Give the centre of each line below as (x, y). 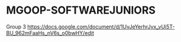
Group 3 (16, 27)
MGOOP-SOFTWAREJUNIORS (81, 10)
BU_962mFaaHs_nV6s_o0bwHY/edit (50, 33)
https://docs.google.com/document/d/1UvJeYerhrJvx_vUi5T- (101, 27)
